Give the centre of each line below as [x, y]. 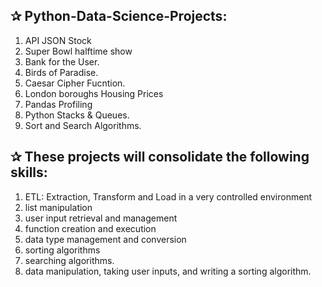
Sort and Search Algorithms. [83, 125]
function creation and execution [90, 228]
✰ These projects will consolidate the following [160, 157]
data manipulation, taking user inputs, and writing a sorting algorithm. [168, 271]
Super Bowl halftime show [78, 51]
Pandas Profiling [58, 104]
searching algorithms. [69, 260]
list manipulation [58, 207]
